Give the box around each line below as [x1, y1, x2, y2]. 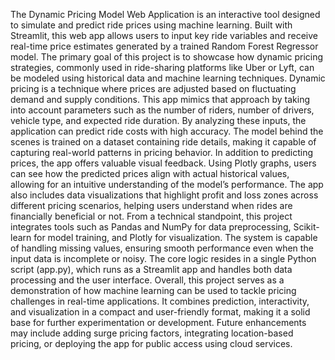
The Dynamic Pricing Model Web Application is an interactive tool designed [10, 9, 321, 20]
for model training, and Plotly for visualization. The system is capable [33, 232, 318, 243]
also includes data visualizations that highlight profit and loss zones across [10, 189, 319, 201]
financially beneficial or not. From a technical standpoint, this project [10, 210, 293, 222]
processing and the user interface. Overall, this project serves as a [10, 274, 285, 286]
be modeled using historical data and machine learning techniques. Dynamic [10, 72, 326, 84]
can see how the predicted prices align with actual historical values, [10, 168, 290, 179]
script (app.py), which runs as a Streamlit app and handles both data [10, 264, 293, 275]
